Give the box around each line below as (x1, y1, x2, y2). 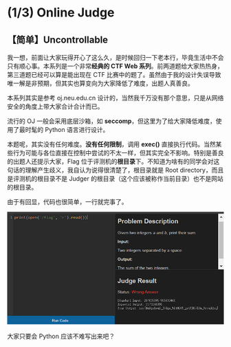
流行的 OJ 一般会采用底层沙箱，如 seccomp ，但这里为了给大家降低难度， (7, 117, 217, 125)
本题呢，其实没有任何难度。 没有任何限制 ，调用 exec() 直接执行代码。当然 (7, 140, 216, 148)
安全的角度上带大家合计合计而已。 (7, 102, 104, 111)
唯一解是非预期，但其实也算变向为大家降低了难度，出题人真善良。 (7, 79, 194, 87)
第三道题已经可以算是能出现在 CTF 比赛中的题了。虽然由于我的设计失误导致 (7, 71, 221, 78)
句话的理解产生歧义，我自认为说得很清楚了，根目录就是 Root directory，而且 (7, 166, 224, 174)
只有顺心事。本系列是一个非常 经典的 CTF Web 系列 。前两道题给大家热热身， (7, 62, 223, 70)
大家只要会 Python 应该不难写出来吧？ (7, 332, 115, 340)
